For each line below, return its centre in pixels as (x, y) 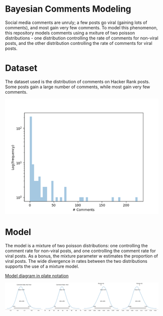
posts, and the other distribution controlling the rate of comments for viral (79, 43)
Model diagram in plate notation (37, 276)
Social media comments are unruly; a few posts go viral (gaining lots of (76, 22)
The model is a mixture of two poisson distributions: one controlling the (76, 245)
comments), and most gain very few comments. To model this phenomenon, (81, 27)
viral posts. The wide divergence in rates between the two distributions (76, 261)
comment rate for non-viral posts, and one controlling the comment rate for (81, 251)
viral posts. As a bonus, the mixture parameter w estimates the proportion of (81, 256)
